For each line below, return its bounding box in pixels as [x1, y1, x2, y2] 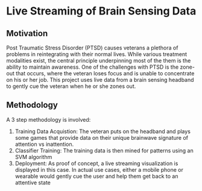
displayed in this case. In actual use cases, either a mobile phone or [14, 166, 184, 173]
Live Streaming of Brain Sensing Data [6, 4, 197, 18]
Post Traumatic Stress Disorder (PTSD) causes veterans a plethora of [6, 44, 178, 51]
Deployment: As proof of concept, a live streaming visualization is [14, 160, 178, 167]
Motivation [6, 28, 48, 39]
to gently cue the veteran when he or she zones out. [6, 83, 136, 90]
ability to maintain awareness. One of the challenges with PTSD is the [6, 63, 179, 70]
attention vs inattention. [14, 140, 74, 148]
